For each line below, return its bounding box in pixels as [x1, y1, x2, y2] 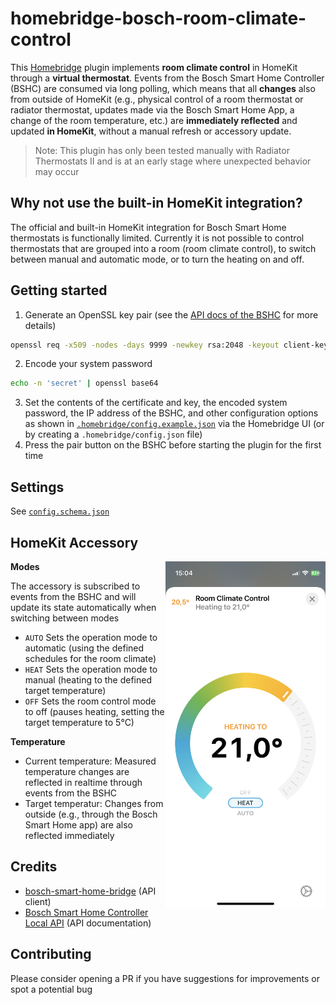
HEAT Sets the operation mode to [24, 663, 158, 675]
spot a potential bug [10, 983, 93, 995]
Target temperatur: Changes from [24, 797, 164, 809]
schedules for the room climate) [24, 652, 157, 664]
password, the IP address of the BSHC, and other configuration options [24, 407, 319, 419]
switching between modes [10, 612, 120, 624]
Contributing [10, 946, 92, 963]
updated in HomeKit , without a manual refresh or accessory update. [10, 125, 292, 137]
